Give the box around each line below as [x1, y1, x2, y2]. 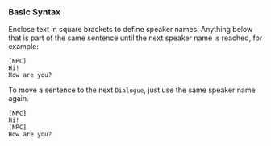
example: [8, 42, 39, 51]
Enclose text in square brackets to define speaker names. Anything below [8, 25, 253, 34]
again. [8, 94, 30, 103]
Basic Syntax [8, 6, 61, 18]
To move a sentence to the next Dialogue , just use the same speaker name [8, 85, 256, 95]
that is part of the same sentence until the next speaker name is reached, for [8, 33, 263, 43]
